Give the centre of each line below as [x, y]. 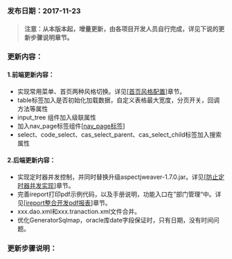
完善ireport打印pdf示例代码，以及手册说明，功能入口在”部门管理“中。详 [119, 194]
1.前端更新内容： [31, 75]
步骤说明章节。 [52, 37]
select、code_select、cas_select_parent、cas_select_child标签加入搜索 [119, 134]
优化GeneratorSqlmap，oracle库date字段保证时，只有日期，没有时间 [115, 220]
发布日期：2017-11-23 [44, 10]
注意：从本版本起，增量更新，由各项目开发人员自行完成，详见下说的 [121, 28]
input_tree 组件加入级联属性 [57, 117]
